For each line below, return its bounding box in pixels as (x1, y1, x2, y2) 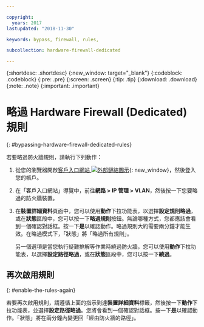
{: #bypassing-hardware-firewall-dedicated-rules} (6, 141, 132, 149)
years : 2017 (12, 19, 42, 26)
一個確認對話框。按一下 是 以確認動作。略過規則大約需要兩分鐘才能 (20, 223, 186, 230)
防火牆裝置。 (25, 195, 58, 202)
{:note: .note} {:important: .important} (6, 83, 100, 90)
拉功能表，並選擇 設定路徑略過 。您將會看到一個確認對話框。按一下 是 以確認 (6, 306, 192, 314)
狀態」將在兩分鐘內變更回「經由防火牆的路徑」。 (19, 314, 140, 322)
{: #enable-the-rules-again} (6, 286, 76, 294)
